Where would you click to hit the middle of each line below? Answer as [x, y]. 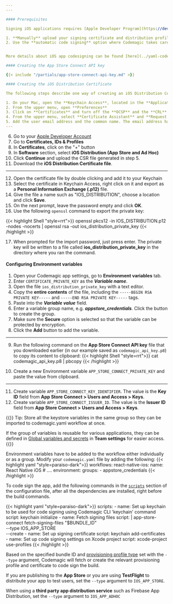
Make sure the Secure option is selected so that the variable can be [85, 319]
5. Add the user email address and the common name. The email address [84, 122]
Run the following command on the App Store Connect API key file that [89, 345]
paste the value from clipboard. [46, 377]
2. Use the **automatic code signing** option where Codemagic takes [82, 43]
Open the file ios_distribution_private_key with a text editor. [79, 287]
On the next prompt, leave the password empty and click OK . [78, 205]
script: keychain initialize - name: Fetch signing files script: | [69, 517]
